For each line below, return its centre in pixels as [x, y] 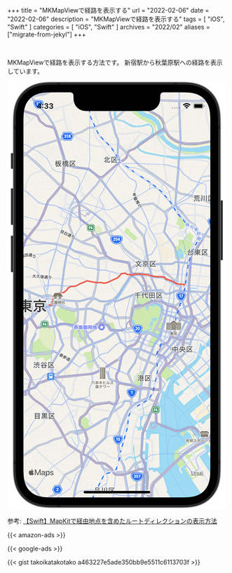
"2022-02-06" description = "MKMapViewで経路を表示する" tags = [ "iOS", [116, 19]
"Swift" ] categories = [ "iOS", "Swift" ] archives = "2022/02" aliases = [109, 27]
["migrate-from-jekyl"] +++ [47, 34]
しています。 [26, 71]
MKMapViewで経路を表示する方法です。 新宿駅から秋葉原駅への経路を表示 [115, 62]
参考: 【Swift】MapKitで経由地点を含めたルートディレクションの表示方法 [112, 521]
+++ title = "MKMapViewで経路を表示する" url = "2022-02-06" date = [108, 10]
